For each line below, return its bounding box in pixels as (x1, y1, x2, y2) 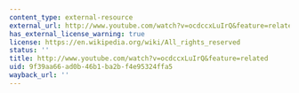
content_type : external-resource (9, 12, 133, 22)
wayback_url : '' (9, 71, 69, 80)
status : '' (9, 46, 50, 55)
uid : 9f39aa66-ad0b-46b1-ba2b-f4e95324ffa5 (9, 63, 174, 72)
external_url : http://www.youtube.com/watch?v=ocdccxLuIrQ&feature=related (9, 21, 296, 30)
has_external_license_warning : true (9, 29, 145, 38)
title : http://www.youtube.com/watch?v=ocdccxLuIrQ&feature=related (9, 54, 269, 63)
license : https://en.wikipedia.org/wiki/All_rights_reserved (9, 37, 241, 47)
